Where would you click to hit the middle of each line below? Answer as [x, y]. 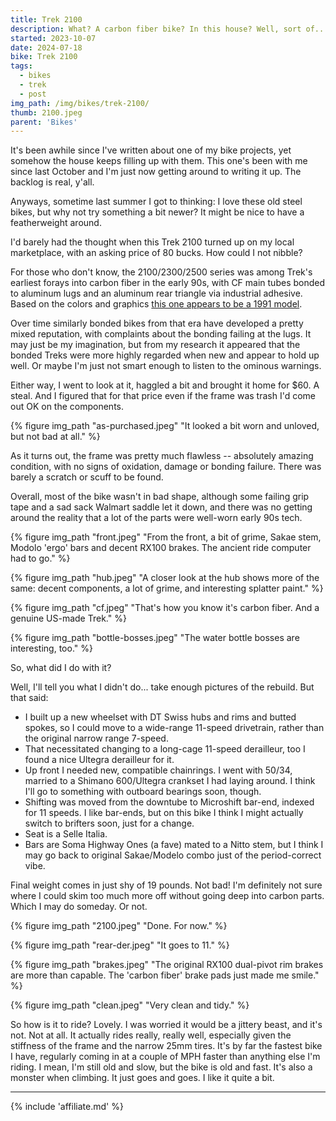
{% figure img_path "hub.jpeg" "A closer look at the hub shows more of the [165, 578]
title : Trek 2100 [46, 19]
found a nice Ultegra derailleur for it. [99, 760]
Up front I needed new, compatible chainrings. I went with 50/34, [158, 770]
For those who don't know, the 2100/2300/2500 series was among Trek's [161, 272]
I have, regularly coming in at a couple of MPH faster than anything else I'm [165, 1057]
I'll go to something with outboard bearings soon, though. [143, 792]
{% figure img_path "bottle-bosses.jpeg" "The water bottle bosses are [155, 638]
